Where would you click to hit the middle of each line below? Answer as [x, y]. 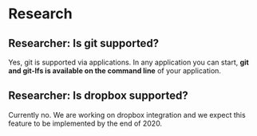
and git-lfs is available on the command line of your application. [115, 71]
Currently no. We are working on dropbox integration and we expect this [127, 115]
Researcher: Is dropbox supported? [99, 96]
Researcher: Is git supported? [84, 43]
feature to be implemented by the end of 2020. [85, 123]
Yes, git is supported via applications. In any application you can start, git [129, 62]
